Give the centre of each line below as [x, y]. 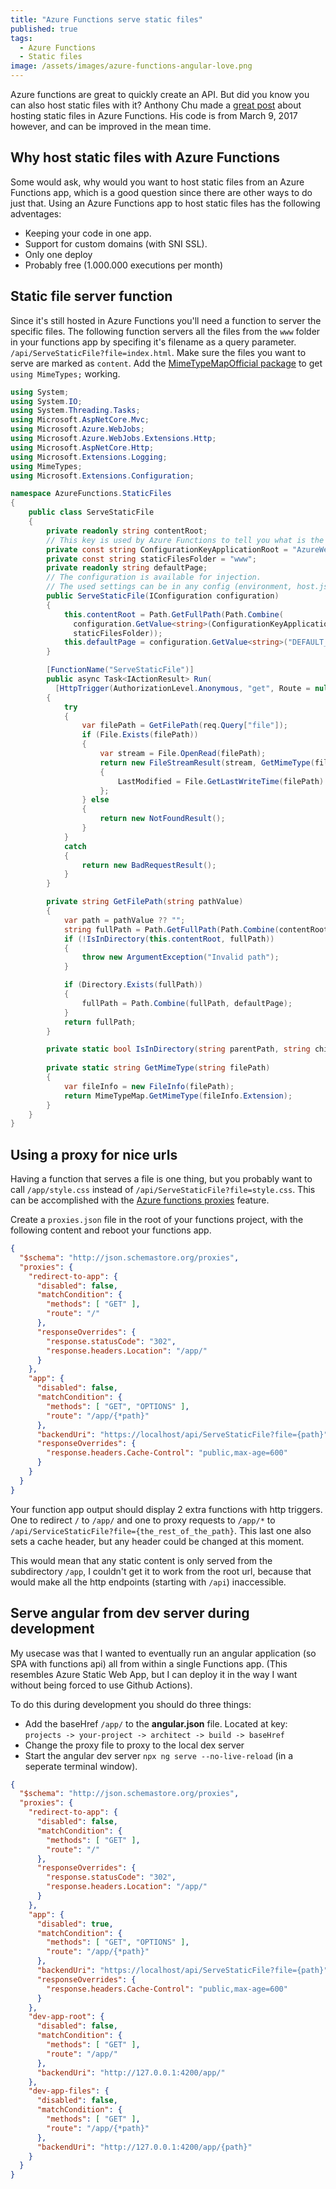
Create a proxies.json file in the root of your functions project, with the [157, 1220]
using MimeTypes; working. [65, 373]
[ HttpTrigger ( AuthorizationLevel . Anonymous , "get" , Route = [182, 688]
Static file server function [91, 296]
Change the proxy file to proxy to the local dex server [134, 1745]
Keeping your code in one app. [88, 233]
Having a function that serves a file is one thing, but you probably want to [161, 1179]
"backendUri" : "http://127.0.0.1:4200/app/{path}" [144, 2147]
